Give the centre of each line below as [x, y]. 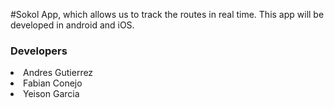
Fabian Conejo [53, 83]
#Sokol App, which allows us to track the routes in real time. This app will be [167, 14]
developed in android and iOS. [72, 25]
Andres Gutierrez [58, 73]
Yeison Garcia [51, 94]
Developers [39, 51]
